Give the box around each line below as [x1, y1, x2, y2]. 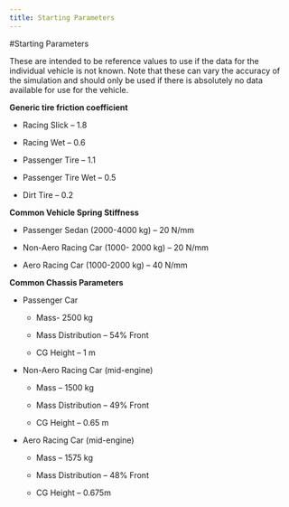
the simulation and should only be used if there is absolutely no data [9, 74, 264, 86]
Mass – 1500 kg [35, 381, 95, 393]
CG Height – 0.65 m [35, 417, 109, 427]
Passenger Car [22, 295, 79, 305]
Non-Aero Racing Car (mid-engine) [22, 364, 154, 375]
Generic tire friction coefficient [9, 101, 128, 113]
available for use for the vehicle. [9, 84, 129, 95]
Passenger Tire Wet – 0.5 [22, 172, 117, 183]
